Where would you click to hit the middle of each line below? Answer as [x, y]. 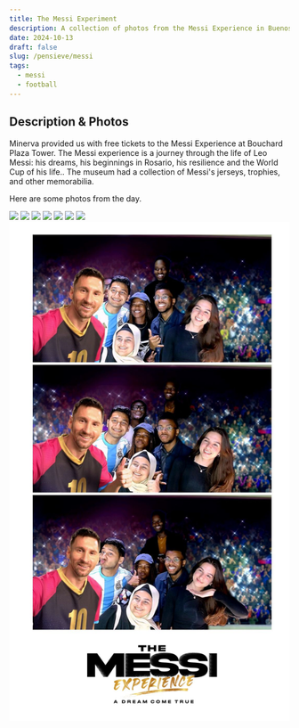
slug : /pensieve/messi [51, 57]
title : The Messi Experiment [63, 19]
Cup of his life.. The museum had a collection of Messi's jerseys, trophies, [145, 172]
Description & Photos [69, 122]
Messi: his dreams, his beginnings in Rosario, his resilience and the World [144, 162]
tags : [19, 66]
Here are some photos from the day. [76, 198]
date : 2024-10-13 [41, 37]
